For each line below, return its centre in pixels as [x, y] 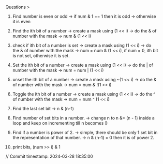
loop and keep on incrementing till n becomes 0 [60, 123]
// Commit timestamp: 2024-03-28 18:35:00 [49, 156]
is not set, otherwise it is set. [41, 56]
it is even [22, 22]
